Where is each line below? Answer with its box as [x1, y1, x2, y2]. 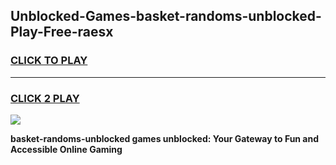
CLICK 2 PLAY [10, 91, 80, 105]
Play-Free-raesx [10, 24, 114, 41]
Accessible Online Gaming [10, 143, 123, 155]
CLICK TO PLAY [10, 54, 88, 68]
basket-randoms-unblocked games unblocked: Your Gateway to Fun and [10, 132, 320, 144]
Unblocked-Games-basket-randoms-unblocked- [10, 8, 322, 25]
